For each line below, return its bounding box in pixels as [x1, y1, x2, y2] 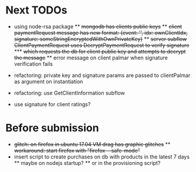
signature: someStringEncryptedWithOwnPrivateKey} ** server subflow [13, 35, 187, 42]
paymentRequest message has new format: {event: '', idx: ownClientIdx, [13, 29, 188, 36]
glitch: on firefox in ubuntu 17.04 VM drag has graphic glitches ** [13, 140, 171, 147]
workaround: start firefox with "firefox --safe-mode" [13, 147, 140, 154]
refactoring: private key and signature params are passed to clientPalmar [13, 72, 191, 79]
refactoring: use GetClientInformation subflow [13, 89, 126, 96]
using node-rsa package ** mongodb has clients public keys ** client [13, 23, 183, 30]
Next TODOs [5, 4, 67, 17]
